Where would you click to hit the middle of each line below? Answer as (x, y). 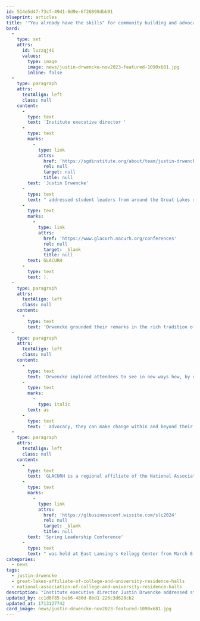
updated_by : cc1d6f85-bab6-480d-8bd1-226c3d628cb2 (70, 598)
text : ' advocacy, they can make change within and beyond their (110, 426)
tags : (13, 570)
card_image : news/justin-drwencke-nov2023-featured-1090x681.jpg (89, 609)
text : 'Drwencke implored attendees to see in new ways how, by (109, 377)
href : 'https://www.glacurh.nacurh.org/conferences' (110, 239)
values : (32, 56)
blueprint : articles (32, 17)
